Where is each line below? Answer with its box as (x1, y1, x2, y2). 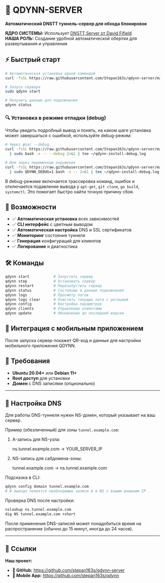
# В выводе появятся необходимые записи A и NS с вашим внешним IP (5, 489, 146, 494)
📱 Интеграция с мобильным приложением (5, 324, 144, 333)
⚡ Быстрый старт (5, 56, 60, 64)
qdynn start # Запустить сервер (5, 274, 93, 279)
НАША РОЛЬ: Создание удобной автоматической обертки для (5, 35, 137, 41)
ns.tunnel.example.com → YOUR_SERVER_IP (12, 446, 103, 452)
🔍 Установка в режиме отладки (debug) (5, 114, 107, 121)
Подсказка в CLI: (5, 474, 41, 481)
